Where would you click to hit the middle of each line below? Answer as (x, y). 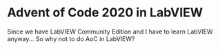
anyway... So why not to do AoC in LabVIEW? (71, 38)
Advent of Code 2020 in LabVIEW (105, 13)
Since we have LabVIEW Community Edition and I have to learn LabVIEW (110, 32)
